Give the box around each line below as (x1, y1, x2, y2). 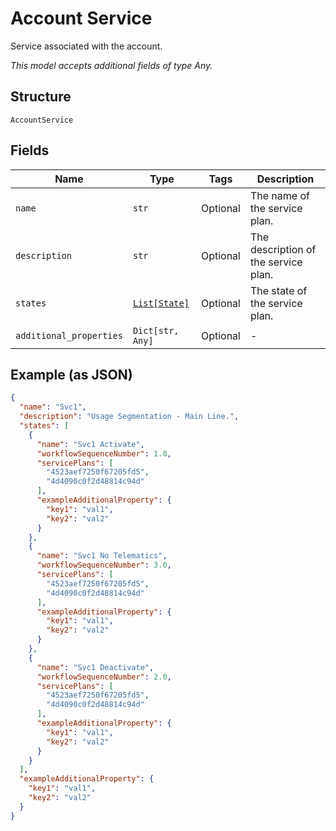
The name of (249, 188, 310, 202)
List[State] (132, 297, 190, 309)
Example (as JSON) (10, 366, 133, 383)
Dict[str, (132, 325, 180, 336)
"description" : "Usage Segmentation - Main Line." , (19, 412, 240, 422)
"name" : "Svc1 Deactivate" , (36, 662, 155, 672)
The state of (249, 283, 308, 297)
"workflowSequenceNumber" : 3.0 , (36, 560, 172, 571)
